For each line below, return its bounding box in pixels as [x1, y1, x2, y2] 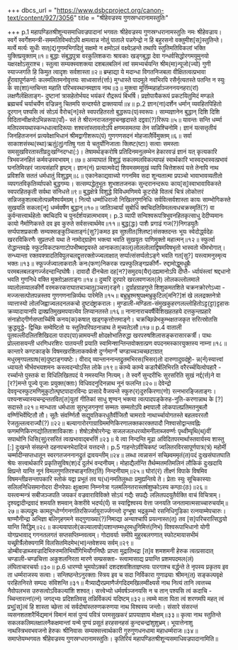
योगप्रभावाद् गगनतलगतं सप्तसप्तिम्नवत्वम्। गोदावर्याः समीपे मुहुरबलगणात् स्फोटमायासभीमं [7, 531, 199, 539]
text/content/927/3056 [7, 13, 74, 22]
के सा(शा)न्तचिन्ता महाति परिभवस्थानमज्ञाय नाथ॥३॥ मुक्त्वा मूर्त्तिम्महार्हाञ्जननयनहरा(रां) [7, 84, 199, 92]
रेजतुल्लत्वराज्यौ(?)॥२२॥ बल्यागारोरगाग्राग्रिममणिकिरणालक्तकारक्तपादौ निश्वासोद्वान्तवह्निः [7, 419, 201, 427]
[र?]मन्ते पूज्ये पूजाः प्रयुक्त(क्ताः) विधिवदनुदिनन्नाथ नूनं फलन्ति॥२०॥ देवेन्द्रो [7, 379, 171, 387]
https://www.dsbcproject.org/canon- [56, 6, 164, 14]
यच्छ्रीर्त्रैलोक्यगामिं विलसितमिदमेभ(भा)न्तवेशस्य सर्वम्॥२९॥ [7, 539, 134, 547]
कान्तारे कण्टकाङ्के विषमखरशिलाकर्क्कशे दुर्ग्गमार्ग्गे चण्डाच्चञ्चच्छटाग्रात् [7, 347, 163, 356]
